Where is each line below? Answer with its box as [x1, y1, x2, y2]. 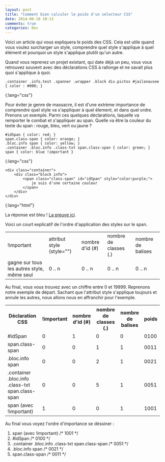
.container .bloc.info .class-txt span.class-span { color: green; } [5, 145, 151, 151]
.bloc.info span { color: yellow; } [5, 141, 80, 146]
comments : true [5, 21, 36, 26]
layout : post [5, 7, 32, 12]
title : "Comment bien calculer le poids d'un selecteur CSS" [5, 12, 133, 17]
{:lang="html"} [5, 202, 34, 208]
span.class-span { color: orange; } [5, 137, 80, 142]
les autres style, [7, 265, 44, 272]
